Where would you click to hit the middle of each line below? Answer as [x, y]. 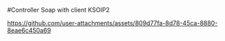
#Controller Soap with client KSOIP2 [59, 10]
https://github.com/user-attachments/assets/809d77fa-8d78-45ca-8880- [112, 23]
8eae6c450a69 [29, 30]
